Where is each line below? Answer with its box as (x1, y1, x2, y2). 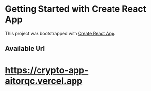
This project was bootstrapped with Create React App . (5, 30, 116, 36)
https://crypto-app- (5, 64, 89, 76)
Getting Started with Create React (5, 3, 147, 15)
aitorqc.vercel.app (5, 75, 83, 86)
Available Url (5, 45, 45, 53)
